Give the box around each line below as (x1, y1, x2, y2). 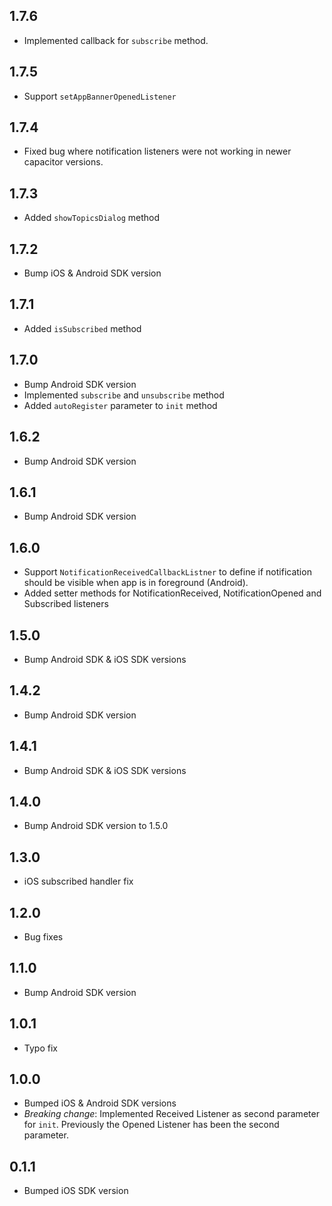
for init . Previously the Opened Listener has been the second (23, 1119, 280, 1131)
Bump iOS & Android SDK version (23, 267, 162, 279)
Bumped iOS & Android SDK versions (23, 1097, 177, 1109)
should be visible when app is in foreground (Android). (23, 577, 249, 589)
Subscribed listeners (23, 598, 109, 610)
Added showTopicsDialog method (23, 212, 161, 224)
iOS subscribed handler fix (23, 875, 134, 888)
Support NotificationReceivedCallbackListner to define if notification (23, 566, 312, 578)
